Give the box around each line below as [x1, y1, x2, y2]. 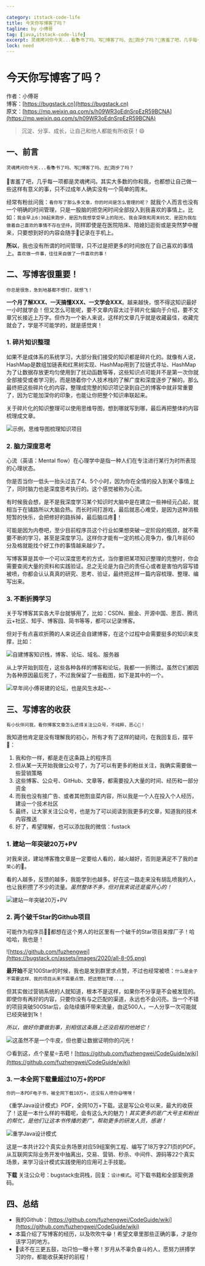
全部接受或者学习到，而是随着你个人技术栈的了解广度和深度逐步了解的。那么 [6, 376, 199, 383]
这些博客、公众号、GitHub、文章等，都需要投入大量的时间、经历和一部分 [15, 777, 199, 784]
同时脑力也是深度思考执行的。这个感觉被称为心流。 [16, 485, 145, 493]
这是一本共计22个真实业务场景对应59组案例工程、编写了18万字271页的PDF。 [6, 1143, 199, 1150]
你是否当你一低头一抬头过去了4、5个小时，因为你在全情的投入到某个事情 [6, 478, 190, 485]
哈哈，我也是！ [6, 936, 44, 943]
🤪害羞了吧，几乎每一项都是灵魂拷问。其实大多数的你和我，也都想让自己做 [6, 177, 192, 185]
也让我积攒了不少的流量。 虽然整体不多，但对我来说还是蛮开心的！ [6, 883, 172, 890]
